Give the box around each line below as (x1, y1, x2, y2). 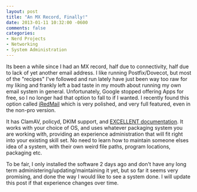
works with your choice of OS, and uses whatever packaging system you (6, 124, 183, 131)
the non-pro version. (6, 106, 56, 113)
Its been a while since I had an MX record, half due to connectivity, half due (6, 63, 189, 70)
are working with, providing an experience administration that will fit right (6, 130, 183, 137)
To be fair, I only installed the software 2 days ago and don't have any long (6, 160, 187, 167)
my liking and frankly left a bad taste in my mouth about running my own (6, 82, 181, 89)
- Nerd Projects (6, 36, 46, 42)
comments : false (6, 25, 46, 31)
